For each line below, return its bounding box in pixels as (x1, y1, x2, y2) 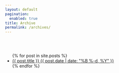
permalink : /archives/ (5, 25, 51, 30)
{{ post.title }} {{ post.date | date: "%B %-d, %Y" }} (12, 58, 114, 64)
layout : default (5, 7, 38, 12)
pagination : (5, 12, 29, 16)
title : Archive (5, 20, 36, 26)
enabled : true (9, 16, 38, 21)
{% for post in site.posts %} (12, 53, 68, 58)
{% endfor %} (12, 63, 40, 69)
